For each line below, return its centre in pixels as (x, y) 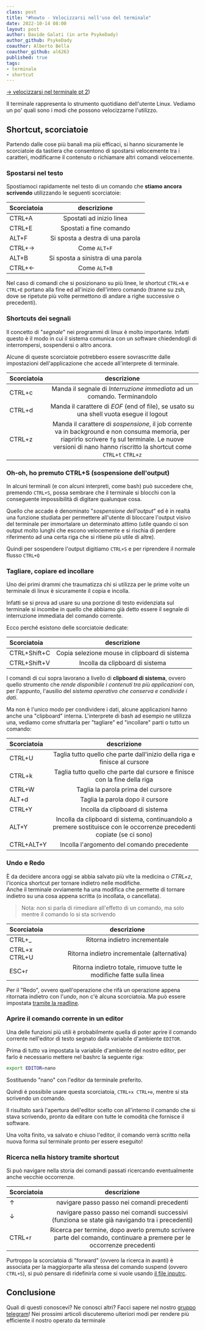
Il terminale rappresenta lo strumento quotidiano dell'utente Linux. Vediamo (101, 104)
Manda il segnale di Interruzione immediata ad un (122, 388)
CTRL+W (22, 790)
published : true (27, 58)
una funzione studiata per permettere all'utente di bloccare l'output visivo (99, 517)
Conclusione (31, 1292)
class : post (21, 12)
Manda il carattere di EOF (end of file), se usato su (122, 406)
